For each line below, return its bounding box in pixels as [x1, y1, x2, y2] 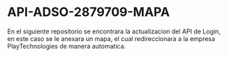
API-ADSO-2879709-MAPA [7, 4, 170, 20]
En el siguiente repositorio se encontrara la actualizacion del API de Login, [7, 27, 221, 35]
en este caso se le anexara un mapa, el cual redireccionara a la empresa [7, 34, 215, 42]
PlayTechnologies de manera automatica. [7, 42, 126, 50]
